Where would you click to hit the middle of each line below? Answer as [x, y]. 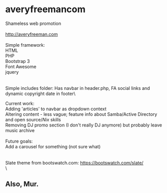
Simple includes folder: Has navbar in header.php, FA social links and [78, 88]
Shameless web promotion [33, 23]
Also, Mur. [22, 184]
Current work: [20, 103]
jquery [12, 72]
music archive [20, 130]
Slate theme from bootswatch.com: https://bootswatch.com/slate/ [74, 163]
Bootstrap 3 [18, 61]
